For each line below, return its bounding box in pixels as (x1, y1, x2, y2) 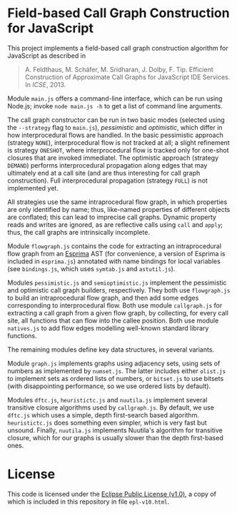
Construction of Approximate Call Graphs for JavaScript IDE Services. (24, 73, 231, 81)
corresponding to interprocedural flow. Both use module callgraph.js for (7, 301, 223, 310)
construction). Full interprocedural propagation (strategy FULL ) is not (7, 176, 208, 185)
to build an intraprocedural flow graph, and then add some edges (7, 293, 199, 302)
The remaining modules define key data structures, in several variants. (7, 345, 215, 354)
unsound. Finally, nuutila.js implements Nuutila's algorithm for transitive (7, 426, 223, 435)
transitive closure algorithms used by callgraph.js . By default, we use (7, 403, 214, 412)
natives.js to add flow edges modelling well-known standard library (7, 323, 209, 332)
